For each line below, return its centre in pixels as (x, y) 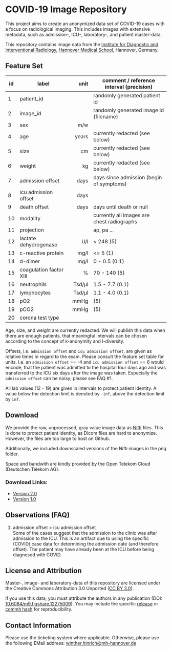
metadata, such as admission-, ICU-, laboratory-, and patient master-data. (84, 34)
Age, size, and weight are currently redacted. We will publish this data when (85, 330)
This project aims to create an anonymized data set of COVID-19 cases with (85, 24)
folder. (12, 454)
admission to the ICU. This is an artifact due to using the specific (81, 538)
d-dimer (30, 261)
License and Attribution (44, 571)
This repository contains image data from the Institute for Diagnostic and (82, 44)
